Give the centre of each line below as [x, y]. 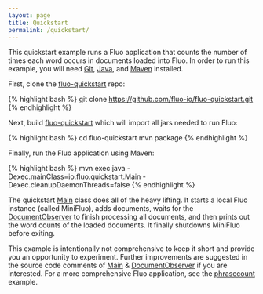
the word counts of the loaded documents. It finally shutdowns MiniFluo [124, 225]
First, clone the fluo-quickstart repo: [67, 84]
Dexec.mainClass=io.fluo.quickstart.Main [75, 176]
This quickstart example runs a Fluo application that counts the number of [128, 53]
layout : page [29, 15]
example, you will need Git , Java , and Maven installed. [96, 69]
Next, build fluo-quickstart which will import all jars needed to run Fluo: [123, 123]
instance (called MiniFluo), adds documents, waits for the [101, 209]
